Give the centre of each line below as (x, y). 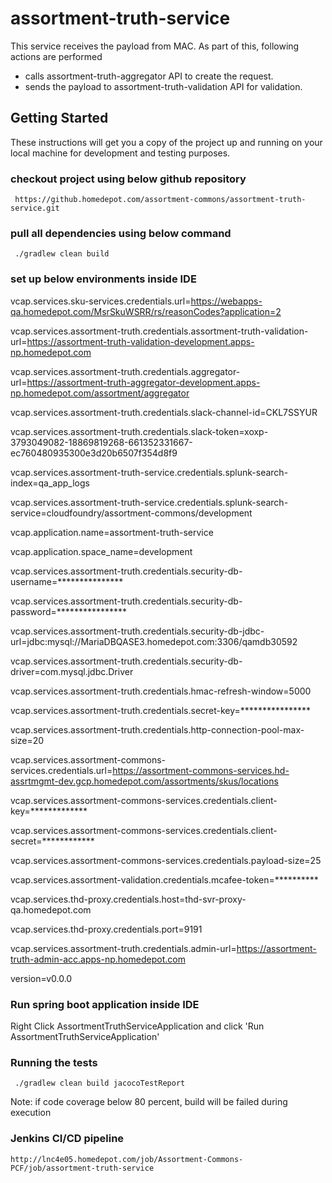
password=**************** (69, 611)
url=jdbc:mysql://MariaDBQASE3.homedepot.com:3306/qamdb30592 (154, 641)
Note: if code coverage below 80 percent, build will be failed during (149, 1102)
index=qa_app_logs (50, 483)
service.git (35, 208)
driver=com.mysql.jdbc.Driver (72, 671)
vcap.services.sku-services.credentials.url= (101, 301)
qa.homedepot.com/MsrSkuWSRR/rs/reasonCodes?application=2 (146, 311)
